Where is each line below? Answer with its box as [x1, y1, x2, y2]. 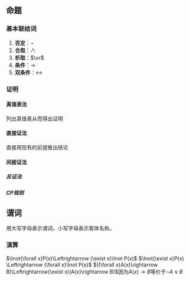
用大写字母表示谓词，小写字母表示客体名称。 [6, 225, 115, 232]
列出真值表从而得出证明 [6, 115, 63, 122]
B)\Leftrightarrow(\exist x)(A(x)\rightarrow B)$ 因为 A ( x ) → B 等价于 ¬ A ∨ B [6, 268, 183, 275]
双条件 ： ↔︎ [14, 68, 43, 76]
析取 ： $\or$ [14, 54, 44, 61]
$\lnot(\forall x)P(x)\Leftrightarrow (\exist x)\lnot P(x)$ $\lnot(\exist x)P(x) [6, 254, 185, 262]
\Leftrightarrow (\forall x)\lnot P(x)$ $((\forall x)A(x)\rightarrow [6, 261, 158, 268]
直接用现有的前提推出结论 [6, 144, 68, 151]
